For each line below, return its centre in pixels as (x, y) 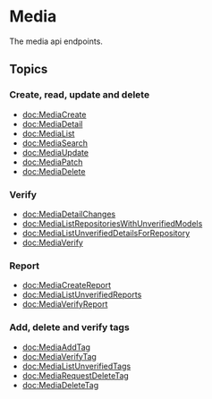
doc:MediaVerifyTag (59, 356)
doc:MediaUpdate (55, 152)
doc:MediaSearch (55, 143)
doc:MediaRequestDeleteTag (76, 375)
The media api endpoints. (56, 41)
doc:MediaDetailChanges (69, 214)
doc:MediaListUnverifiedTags (76, 366)
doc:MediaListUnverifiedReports (82, 295)
